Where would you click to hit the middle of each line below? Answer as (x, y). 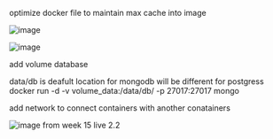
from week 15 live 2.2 (82, 125)
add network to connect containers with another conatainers (120, 108)
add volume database (49, 64)
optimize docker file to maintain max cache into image (108, 13)
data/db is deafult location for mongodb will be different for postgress (136, 81)
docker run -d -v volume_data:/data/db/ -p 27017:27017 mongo (125, 91)
